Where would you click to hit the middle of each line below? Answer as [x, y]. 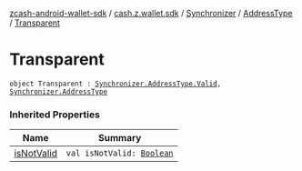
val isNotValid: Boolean [120, 153]
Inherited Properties [55, 115]
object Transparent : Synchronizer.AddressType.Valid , [116, 84]
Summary [120, 138]
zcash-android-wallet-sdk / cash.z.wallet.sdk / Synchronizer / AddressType [151, 13]
